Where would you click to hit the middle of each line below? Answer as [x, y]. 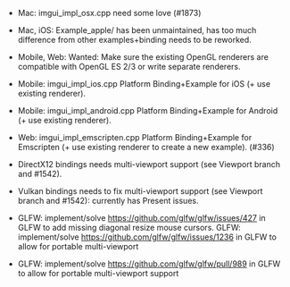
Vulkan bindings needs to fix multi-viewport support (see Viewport [140, 191]
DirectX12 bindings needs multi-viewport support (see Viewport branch [149, 164]
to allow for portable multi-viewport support [98, 273]
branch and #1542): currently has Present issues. [108, 201]
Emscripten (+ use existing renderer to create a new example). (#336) [146, 147]
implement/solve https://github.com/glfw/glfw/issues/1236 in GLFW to [147, 237]
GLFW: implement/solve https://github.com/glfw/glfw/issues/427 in [141, 218]
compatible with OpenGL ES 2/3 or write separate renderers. [129, 67]
